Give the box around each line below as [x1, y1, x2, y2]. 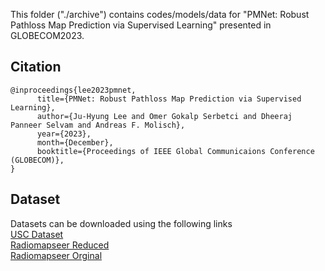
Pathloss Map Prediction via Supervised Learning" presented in [10, 19, 272, 31]
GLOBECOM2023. [10, 30, 85, 41]
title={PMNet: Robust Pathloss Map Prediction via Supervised [36, 94, 302, 104]
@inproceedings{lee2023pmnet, [10, 85, 137, 95]
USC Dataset [10, 228, 64, 240]
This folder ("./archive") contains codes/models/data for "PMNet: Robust [10, 9, 310, 20]
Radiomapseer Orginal [10, 249, 103, 261]
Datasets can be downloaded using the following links [10, 217, 233, 229]
